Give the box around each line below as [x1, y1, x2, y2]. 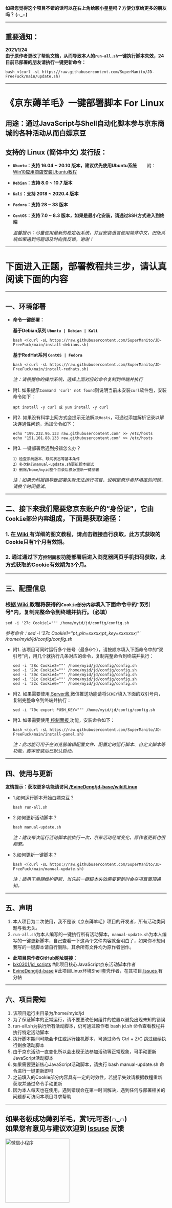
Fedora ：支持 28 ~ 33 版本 [12, 202, 68, 208]
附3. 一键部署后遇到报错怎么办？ [12, 445, 81, 451]
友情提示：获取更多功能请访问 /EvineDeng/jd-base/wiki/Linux [5, 784, 138, 790]
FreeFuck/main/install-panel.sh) [12, 732, 84, 737]
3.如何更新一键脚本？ [12, 851, 58, 858]
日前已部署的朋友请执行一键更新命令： [5, 59, 86, 65]
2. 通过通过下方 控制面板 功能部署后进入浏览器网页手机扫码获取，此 [5, 553, 166, 561]
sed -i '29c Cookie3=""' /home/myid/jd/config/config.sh [12, 668, 137, 673]
